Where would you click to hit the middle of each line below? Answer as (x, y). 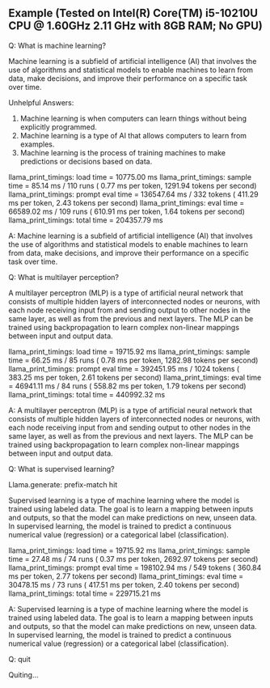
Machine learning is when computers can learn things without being (133, 118)
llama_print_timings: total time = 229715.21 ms (85, 593)
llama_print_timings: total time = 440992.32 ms (87, 394)
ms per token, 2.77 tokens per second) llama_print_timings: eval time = (126, 576)
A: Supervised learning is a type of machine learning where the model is (129, 609)
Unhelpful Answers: (41, 102)
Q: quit (19, 659)
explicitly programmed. (58, 127)
